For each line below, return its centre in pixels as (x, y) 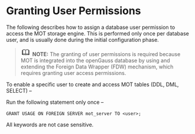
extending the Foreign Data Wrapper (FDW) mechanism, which (97, 67)
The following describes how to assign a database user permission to (91, 27)
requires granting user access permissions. (73, 73)
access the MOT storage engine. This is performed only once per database (97, 33)
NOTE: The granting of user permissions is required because (106, 54)
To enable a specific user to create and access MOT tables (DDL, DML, (92, 84)
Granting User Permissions (74, 11)
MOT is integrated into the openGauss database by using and (95, 60)
